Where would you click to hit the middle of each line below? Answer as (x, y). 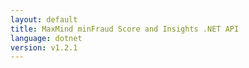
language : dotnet (46, 38)
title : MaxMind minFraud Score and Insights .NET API (125, 29)
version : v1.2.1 (44, 47)
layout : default (44, 19)
